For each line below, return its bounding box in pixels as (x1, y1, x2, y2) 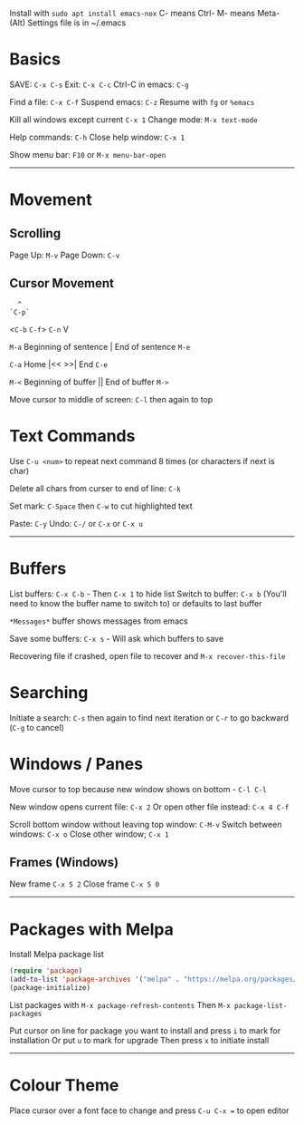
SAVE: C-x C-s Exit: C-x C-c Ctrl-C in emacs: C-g (9, 79, 189, 90)
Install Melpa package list (9, 949, 104, 960)
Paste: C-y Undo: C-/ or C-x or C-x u (9, 518, 143, 529)
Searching (9, 682, 89, 703)
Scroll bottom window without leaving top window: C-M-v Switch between (9, 819, 282, 829)
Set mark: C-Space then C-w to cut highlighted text (9, 500, 193, 511)
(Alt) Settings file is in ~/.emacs (9, 17, 127, 28)
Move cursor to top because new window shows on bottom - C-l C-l (9, 783, 267, 794)
